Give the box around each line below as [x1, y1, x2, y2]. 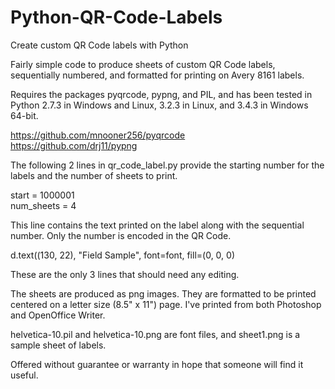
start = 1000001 [10, 189, 75, 201]
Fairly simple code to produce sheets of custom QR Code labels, [10, 58, 276, 70]
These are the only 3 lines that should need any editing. [10, 268, 240, 280]
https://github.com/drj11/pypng [10, 139, 138, 151]
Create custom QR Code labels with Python [10, 39, 189, 51]
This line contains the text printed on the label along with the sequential [10, 219, 305, 231]
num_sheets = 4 [10, 199, 77, 211]
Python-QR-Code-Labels [10, 6, 223, 29]
